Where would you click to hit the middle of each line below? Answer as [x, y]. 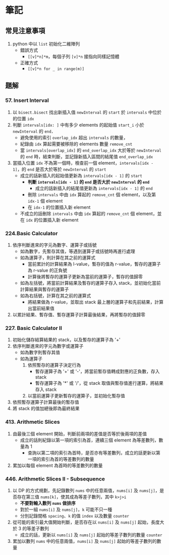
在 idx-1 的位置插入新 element [59, 207]
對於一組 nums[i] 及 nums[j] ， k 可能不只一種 [66, 509]
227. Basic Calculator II [34, 328]
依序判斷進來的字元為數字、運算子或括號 [54, 245]
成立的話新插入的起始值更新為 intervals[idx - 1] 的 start [81, 175]
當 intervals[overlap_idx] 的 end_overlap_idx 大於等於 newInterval [91, 150]
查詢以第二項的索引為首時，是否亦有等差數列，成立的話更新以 [92, 453]
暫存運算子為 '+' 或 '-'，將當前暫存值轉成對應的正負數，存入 [97, 372]
